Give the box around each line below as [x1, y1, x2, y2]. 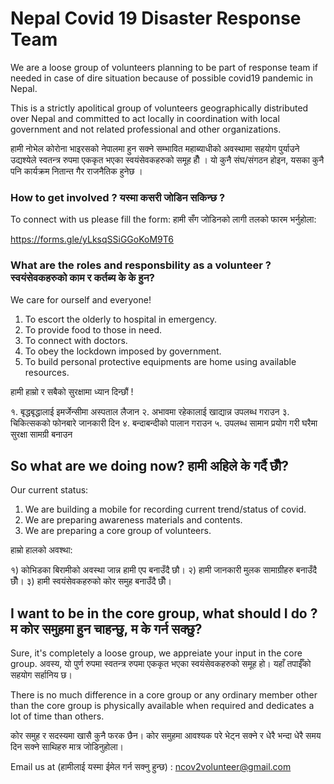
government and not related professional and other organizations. [10, 123, 282, 135]
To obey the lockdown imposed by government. [24, 345, 222, 357]
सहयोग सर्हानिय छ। [10, 669, 73, 681]
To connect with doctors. [24, 334, 128, 346]
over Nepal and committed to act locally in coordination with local [10, 112, 280, 124]
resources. [24, 366, 70, 378]
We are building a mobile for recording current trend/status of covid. [24, 503, 307, 516]
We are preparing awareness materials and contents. [24, 514, 243, 526]
